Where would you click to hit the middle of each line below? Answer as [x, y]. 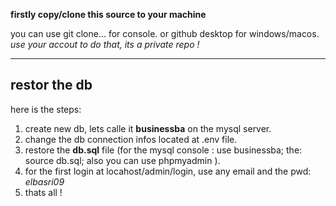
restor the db [51, 85]
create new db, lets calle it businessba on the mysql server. [148, 128]
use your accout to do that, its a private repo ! [105, 44]
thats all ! [43, 192]
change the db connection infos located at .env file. [131, 139]
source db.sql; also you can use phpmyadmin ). [122, 160]
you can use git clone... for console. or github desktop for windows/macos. [165, 33]
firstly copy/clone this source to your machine [108, 14]
